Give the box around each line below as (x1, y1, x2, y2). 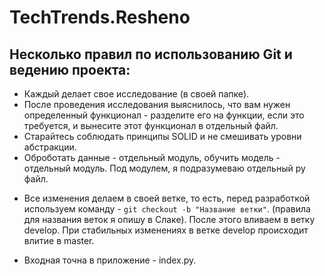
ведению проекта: (9, 61, 131, 78)
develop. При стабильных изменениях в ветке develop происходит (23, 224, 309, 236)
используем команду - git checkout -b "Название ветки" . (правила (23, 203, 311, 215)
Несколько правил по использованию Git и (9, 46, 293, 63)
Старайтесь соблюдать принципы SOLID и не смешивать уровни (23, 131, 302, 142)
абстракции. (23, 141, 77, 153)
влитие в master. (23, 235, 95, 246)
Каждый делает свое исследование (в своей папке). (23, 88, 250, 100)
